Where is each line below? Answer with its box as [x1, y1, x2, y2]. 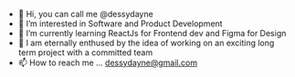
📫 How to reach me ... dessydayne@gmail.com [17, 57, 198, 68]
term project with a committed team [17, 47, 153, 58]
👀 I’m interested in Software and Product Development [17, 18, 223, 29]
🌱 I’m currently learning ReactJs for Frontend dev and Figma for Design [17, 28, 287, 38]
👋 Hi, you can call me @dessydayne [17, 9, 153, 19]
